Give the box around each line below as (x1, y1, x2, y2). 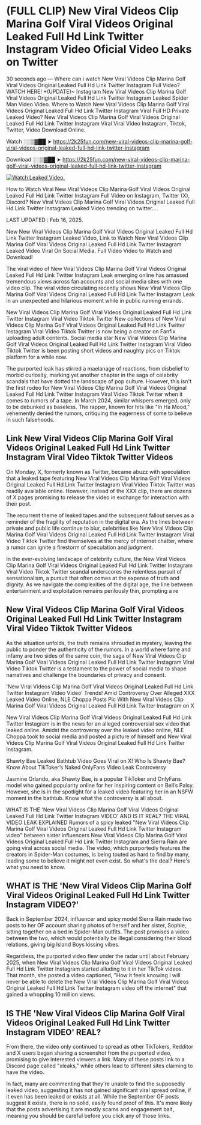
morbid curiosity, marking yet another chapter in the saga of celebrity (6, 371, 178, 378)
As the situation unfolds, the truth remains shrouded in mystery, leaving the (6, 639, 192, 646)
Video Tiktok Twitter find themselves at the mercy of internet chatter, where (6, 537, 194, 544)
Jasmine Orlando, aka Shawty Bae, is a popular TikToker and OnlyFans (6, 775, 181, 782)
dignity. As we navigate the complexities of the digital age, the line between (6, 581, 193, 588)
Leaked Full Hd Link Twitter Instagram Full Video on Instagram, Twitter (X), (6, 192, 190, 199)
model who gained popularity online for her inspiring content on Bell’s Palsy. (6, 781, 194, 789)
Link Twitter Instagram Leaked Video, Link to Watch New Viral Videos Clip (6, 234, 188, 241)
